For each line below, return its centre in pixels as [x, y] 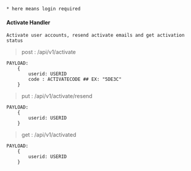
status [15, 41]
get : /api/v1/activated [49, 135]
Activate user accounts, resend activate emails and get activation [95, 36]
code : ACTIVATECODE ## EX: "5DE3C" [75, 80]
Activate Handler [28, 22]
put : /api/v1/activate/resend [57, 96]
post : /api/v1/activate [49, 52]
